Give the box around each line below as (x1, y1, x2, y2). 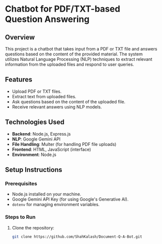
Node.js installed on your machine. (12, 191, 81, 197)
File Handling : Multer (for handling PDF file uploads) (12, 141, 117, 147)
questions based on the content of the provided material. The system (5, 51, 143, 57)
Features (5, 75, 32, 84)
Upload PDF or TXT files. (12, 88, 62, 94)
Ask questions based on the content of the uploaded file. (12, 99, 126, 105)
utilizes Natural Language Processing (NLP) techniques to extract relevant (5, 56, 152, 62)
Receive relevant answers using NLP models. (12, 104, 102, 110)
